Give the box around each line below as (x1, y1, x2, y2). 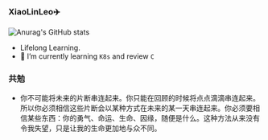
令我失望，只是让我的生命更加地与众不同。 (19, 123, 162, 133)
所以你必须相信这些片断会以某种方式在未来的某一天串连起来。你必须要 (19, 103, 254, 113)
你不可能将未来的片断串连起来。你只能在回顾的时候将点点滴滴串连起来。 (19, 93, 260, 102)
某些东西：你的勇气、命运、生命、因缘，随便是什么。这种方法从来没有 (27, 113, 260, 122)
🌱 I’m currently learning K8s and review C (19, 51, 155, 61)
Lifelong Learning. (19, 43, 80, 53)
